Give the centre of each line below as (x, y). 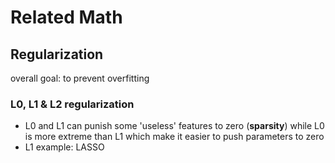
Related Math (66, 17)
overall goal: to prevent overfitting (80, 78)
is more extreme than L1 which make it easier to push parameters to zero (174, 137)
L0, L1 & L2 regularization (72, 104)
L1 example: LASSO (64, 147)
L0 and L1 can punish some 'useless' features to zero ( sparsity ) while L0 (174, 126)
